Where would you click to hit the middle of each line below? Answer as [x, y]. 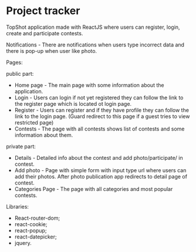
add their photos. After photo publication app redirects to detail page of [101, 176]
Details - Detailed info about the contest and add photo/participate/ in [99, 157]
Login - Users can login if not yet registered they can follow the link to [99, 98]
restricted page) [34, 122]
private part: [21, 146]
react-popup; [31, 230]
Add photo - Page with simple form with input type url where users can [100, 170]
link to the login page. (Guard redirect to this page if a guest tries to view [102, 116]
